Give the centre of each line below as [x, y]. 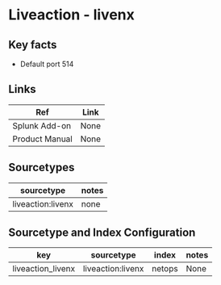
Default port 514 [47, 64]
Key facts [33, 45]
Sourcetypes [42, 168]
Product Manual [42, 139]
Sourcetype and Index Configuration [102, 233]
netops [165, 269]
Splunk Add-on [42, 125]
